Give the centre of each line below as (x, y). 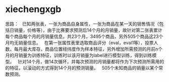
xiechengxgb (33, 9)
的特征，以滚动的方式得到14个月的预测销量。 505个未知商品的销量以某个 (82, 68)
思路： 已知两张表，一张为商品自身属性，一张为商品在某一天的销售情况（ (82, 24)
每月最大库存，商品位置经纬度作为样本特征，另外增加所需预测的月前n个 (88, 49)
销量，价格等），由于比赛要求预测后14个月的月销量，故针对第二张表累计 (88, 30)
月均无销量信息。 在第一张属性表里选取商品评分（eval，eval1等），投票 (79, 43)
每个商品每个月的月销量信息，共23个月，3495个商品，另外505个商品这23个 (84, 36)
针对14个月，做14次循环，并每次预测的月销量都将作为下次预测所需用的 (91, 61)
